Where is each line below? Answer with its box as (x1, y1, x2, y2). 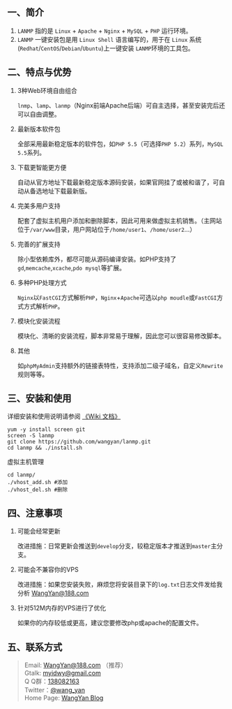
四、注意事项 (7, 507, 63, 519)
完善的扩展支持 (17, 240, 61, 248)
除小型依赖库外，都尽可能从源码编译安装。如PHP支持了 (17, 254, 177, 263)
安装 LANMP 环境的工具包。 (121, 44, 194, 52)
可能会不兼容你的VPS (17, 565, 79, 574)
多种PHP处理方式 (17, 278, 68, 286)
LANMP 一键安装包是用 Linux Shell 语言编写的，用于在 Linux (17, 35, 188, 43)
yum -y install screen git (7, 426, 86, 433)
